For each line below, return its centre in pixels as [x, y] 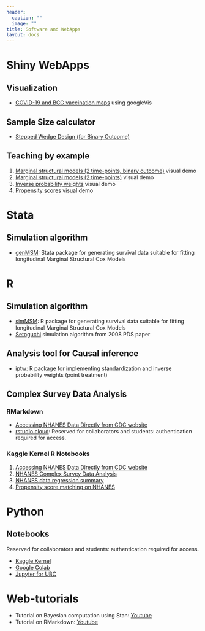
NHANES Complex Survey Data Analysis [66, 474]
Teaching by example [48, 156]
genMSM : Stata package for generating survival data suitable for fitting [105, 252]
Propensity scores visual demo [54, 190]
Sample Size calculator [51, 122]
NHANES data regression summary [59, 480]
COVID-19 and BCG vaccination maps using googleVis [83, 103]
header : [16, 12]
